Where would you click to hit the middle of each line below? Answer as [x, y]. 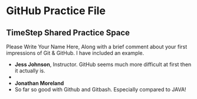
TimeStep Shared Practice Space [68, 33]
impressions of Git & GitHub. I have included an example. [75, 53]
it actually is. [30, 71]
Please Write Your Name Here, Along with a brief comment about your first [97, 47]
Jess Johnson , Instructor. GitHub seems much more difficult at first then [103, 64]
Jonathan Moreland [39, 83]
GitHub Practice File [56, 11]
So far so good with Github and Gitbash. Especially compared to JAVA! [101, 89]
